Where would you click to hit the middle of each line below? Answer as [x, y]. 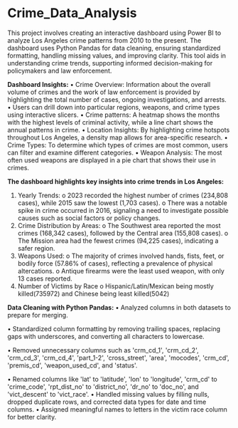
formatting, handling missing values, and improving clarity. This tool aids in [117, 56]
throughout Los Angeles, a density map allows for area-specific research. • [118, 137]
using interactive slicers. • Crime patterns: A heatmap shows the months [114, 115]
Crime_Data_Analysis [72, 13]
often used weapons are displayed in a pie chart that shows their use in [112, 160]
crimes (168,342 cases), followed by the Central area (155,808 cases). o [123, 233]
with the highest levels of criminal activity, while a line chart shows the [110, 122]
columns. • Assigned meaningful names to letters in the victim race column [117, 409]
